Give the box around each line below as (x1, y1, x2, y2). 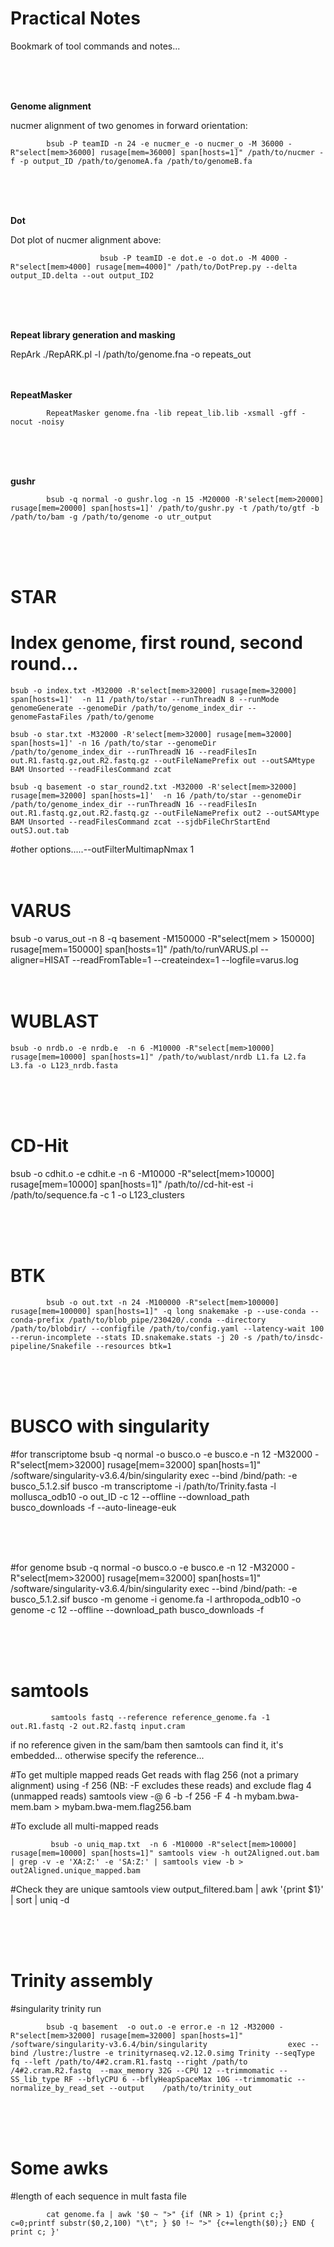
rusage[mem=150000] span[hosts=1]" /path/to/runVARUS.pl (10, 943, 259, 955)
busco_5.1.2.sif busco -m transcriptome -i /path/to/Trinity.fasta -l (10, 1480, 277, 1492)
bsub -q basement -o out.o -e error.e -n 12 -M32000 (46, 2022, 275, 2032)
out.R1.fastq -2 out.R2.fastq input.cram (10, 1721, 186, 1731)
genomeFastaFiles (10, 712, 83, 722)
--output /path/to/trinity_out (108, 2083, 253, 2093)
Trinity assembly (10, 1969, 153, 1992)
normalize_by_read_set (10, 2083, 105, 2093)
